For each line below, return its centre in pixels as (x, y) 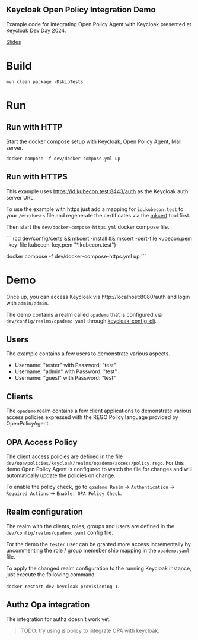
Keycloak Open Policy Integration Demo (81, 10)
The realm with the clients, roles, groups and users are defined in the (90, 526)
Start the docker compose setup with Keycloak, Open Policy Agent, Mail (94, 141)
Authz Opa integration (48, 605)
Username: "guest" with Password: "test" (65, 378)
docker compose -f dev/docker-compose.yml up (63, 159)
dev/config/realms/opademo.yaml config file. (60, 532)
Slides (14, 42)
